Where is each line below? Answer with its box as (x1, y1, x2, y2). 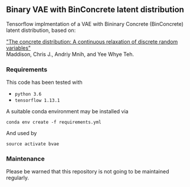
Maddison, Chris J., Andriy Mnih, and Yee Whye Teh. (6, 50, 135, 58)
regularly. (6, 174, 30, 182)
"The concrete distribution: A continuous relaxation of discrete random (6, 38, 178, 45)
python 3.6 (14, 91, 42, 97)
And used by (6, 130, 37, 137)
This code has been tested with (6, 79, 83, 86)
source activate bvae (6, 141, 60, 147)
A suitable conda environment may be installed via (6, 108, 129, 115)
